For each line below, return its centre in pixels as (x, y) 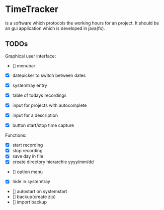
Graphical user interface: (31, 56)
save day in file (28, 156)
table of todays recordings (39, 95)
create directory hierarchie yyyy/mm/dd (53, 162)
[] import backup (30, 202)
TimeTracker (32, 9)
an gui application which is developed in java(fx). (55, 28)
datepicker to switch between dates (49, 75)
